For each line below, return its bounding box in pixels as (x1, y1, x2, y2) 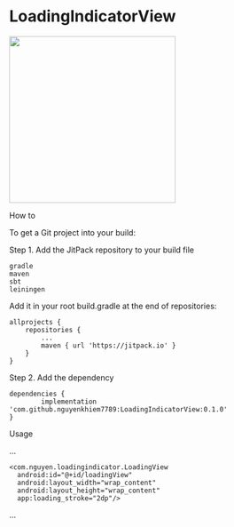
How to (9, 210, 35, 220)
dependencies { (9, 389, 66, 398)
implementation (41, 397, 97, 406)
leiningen (9, 284, 46, 294)
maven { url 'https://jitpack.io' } (41, 340, 176, 350)
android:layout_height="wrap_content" (17, 486, 161, 495)
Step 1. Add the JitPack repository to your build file (9, 244, 195, 255)
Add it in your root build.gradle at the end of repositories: (9, 300, 217, 311)
